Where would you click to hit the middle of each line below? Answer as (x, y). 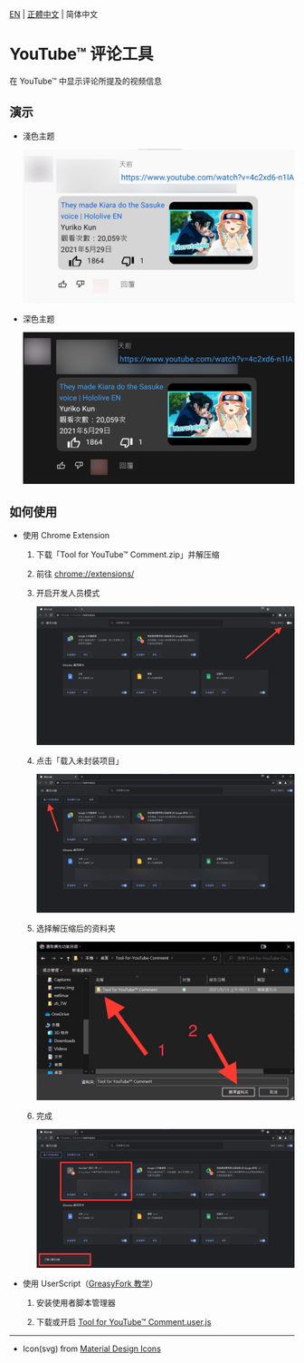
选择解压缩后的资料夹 (76, 928)
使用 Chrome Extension (66, 536)
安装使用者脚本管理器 (76, 1303)
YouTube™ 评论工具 (81, 54)
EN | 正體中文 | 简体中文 (54, 14)
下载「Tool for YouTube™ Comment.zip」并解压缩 (128, 555)
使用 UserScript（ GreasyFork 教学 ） (90, 1284)
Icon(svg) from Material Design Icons (91, 1348)
